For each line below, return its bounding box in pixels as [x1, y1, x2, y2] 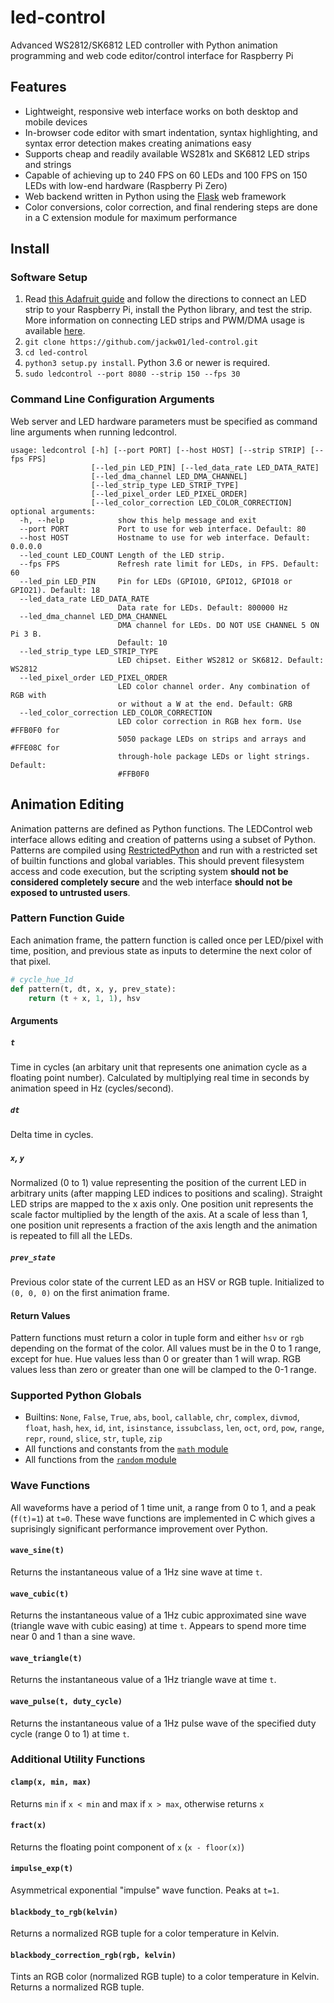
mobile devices [24, 116, 88, 128]
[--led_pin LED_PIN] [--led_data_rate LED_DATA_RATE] [90, 462, 320, 473]
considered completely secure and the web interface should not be [10, 876, 293, 888]
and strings [24, 158, 72, 170]
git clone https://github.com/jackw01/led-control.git [24, 337, 259, 348]
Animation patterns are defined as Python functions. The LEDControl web [10, 822, 313, 835]
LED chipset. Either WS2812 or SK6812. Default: [117, 655, 325, 665]
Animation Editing [10, 796, 125, 813]
